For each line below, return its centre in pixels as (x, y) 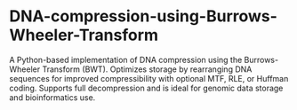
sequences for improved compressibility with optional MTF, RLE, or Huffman (149, 78)
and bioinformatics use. (52, 97)
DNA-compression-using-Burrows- (144, 16)
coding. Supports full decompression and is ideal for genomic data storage (146, 88)
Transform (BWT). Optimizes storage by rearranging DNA (147, 69)
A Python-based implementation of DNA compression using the (126, 59)
